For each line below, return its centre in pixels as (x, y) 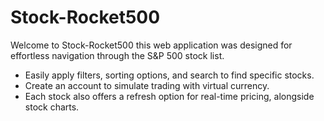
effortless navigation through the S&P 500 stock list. (117, 55)
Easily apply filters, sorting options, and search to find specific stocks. (169, 75)
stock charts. (52, 107)
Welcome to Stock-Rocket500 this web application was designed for (151, 45)
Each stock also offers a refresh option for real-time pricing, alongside (169, 96)
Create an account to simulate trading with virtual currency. (147, 85)
